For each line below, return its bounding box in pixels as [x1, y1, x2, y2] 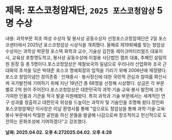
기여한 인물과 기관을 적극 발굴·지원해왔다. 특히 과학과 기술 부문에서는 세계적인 [5, 92, 160, 99]
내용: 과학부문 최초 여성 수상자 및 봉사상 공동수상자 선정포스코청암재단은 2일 [5, 35, 158, 41]
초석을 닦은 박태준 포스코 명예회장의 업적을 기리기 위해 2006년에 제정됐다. [18, 67, 167, 73]
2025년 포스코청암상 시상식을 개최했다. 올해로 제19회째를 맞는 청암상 [27, 41, 165, 48]
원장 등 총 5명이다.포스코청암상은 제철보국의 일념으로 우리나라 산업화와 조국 [10, 61, 162, 67]
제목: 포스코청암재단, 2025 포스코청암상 [5, 5, 155, 16]
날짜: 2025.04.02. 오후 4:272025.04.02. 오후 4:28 [5, 129, 112, 135]
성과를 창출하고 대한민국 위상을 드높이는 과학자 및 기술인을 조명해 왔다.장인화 [10, 99, 164, 105]
